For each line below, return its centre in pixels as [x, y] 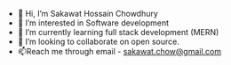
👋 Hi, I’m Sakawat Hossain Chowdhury [88, 14]
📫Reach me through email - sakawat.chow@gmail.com [119, 51]
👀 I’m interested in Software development [93, 23]
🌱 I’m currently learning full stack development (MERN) [118, 32]
